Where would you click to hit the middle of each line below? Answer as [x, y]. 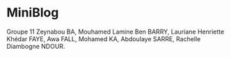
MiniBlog [33, 13]
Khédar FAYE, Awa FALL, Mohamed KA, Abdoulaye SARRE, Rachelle [104, 38]
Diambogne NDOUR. [36, 46]
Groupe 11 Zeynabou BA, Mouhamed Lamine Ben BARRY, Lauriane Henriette [115, 32]
